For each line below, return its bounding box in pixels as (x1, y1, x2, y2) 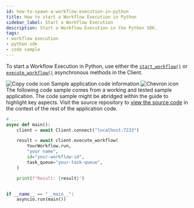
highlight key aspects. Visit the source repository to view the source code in (6, 99, 188, 106)
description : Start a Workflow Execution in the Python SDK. (6, 25, 158, 31)
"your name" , (27, 148, 59, 155)
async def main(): (6, 122, 51, 127)
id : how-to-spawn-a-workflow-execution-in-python (6, 8, 129, 15)
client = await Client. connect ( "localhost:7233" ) (16, 127, 140, 133)
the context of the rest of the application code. (6, 105, 118, 112)
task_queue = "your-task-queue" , (27, 159, 103, 165)
